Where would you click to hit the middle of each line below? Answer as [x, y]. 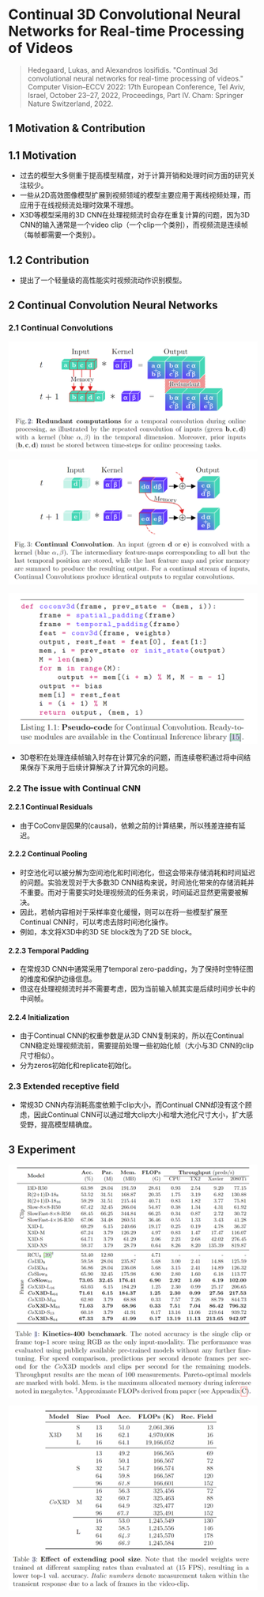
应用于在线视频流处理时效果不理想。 [79, 205]
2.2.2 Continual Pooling [48, 854]
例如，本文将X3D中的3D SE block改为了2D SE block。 [107, 932]
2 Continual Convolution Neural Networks [113, 306]
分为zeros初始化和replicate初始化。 [77, 1066]
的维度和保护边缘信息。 [58, 979]
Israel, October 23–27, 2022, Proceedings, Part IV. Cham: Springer [135, 95]
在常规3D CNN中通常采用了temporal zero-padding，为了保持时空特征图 [136, 969]
